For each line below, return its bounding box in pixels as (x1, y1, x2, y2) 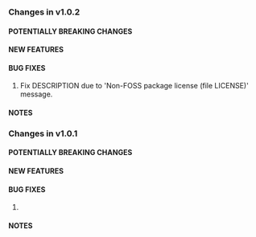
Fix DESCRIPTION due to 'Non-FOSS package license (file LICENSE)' (19, 81, 250, 91)
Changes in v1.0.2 (8, 6, 81, 18)
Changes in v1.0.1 (8, 128, 78, 139)
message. (19, 89, 53, 99)
